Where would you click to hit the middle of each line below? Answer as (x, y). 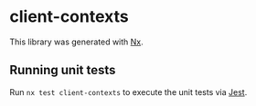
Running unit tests (63, 70)
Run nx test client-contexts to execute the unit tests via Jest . (128, 92)
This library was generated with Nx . (76, 42)
